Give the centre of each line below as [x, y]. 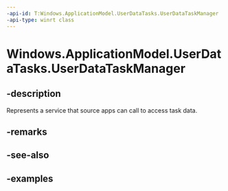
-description [34, 94]
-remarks [27, 132]
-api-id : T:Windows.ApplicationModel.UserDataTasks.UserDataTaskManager [113, 13]
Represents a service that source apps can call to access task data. [102, 110]
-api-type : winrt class [41, 20]
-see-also [28, 155]
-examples [30, 178]
